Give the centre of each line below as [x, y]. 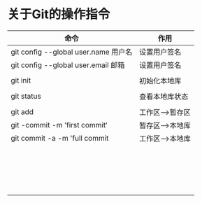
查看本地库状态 [164, 97]
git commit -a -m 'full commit [60, 138]
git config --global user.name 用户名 [72, 52]
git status [26, 96]
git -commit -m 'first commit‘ [59, 125]
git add [22, 111]
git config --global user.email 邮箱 [68, 65]
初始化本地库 [160, 80]
